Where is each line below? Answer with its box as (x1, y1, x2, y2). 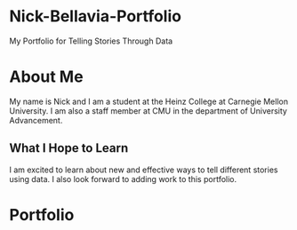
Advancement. (9, 115, 63, 125)
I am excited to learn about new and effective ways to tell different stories (9, 164, 278, 175)
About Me (9, 67, 84, 87)
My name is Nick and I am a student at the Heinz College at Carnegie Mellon (9, 96, 289, 107)
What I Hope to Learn (9, 140, 129, 156)
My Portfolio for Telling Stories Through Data (9, 36, 173, 46)
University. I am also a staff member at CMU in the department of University (9, 105, 287, 116)
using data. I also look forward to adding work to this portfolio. (9, 173, 237, 184)
